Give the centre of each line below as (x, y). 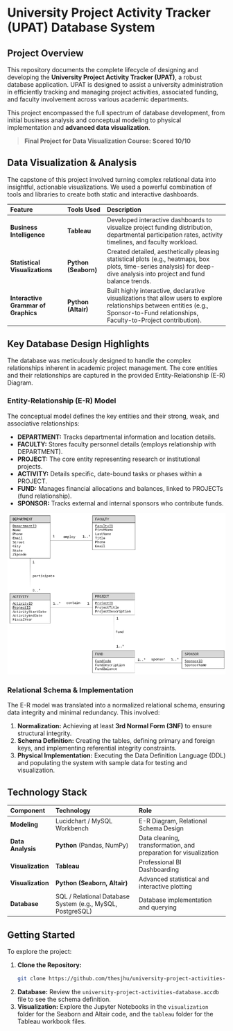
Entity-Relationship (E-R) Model (62, 401)
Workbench (72, 828)
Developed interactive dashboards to (159, 219)
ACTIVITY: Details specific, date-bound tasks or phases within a (110, 473)
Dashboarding (158, 870)
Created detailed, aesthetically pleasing (163, 251)
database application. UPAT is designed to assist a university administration (115, 84)
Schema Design (161, 828)
